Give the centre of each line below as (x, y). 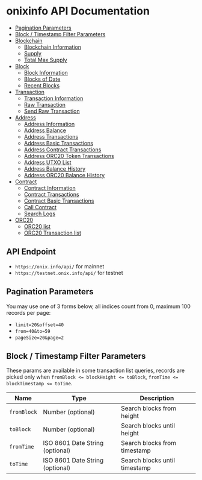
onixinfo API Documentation (78, 11)
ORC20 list (37, 226)
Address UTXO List (47, 162)
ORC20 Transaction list (53, 233)
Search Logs (40, 213)
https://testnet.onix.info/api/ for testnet (69, 273)
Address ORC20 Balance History (64, 175)
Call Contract (40, 207)
